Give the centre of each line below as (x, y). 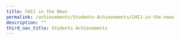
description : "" (26, 22)
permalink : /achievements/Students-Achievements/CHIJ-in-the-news (90, 17)
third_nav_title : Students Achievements (57, 28)
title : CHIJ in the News (37, 11)
